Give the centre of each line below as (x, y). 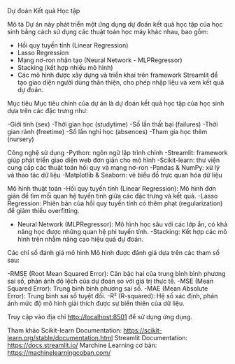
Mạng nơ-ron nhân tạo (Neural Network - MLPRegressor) (100, 60)
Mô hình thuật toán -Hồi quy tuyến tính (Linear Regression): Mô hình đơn (112, 188)
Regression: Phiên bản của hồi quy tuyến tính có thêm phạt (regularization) (115, 203)
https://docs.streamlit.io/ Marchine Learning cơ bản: (82, 345)
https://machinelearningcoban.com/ (59, 352)
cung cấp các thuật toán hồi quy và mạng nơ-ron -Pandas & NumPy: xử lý (114, 167)
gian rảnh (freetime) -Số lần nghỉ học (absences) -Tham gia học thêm (107, 132)
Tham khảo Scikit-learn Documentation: (65, 330)
